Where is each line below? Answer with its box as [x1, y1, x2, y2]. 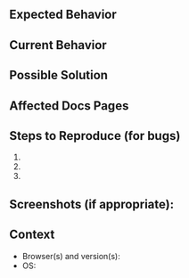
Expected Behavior [9, 7, 118, 22]
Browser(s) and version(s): [21, 250, 120, 261]
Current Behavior [9, 37, 107, 53]
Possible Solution [9, 68, 109, 83]
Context [9, 227, 55, 242]
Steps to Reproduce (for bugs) [9, 128, 181, 143]
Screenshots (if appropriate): [9, 196, 175, 212]
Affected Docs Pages [9, 98, 129, 113]
